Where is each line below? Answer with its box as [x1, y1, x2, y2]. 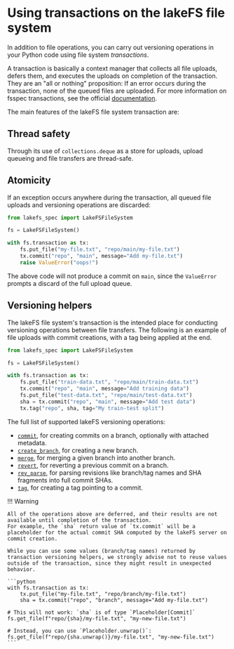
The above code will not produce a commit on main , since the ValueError [7, 272, 217, 280]
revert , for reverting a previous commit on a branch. [17, 461, 170, 469]
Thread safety [7, 128, 71, 140]
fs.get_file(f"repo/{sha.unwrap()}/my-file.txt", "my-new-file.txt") [7, 634, 215, 641]
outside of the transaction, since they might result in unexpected [7, 560, 212, 567]
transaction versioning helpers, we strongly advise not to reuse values [7, 553, 228, 560]
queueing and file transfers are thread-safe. [7, 154, 134, 162]
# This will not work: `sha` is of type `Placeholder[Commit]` [7, 609, 196, 616]
